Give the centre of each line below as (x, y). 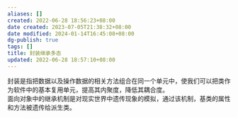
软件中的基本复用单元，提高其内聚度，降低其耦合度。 (91, 90)
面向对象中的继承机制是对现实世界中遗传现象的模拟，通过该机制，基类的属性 (119, 98)
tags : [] (20, 47)
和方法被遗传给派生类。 (41, 107)
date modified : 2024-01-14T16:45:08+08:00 (71, 34)
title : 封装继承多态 (34, 54)
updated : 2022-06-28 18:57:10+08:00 (61, 60)
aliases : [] (25, 14)
